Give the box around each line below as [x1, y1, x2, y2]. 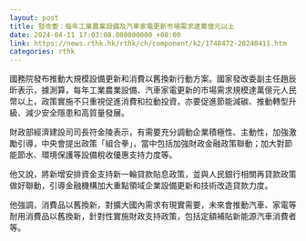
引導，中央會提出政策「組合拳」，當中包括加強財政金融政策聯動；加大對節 [16, 138, 293, 149]
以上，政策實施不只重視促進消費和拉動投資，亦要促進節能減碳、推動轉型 [16, 96, 289, 107]
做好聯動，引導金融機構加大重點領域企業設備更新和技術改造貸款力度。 [9, 180, 273, 191]
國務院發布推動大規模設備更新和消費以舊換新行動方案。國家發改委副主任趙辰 [9, 74, 297, 85]
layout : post [9, 13, 59, 23]
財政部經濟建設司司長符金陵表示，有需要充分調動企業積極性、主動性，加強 [9, 126, 289, 137]
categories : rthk [9, 47, 76, 56]
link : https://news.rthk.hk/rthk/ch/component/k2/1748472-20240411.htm [9, 38, 287, 48]
